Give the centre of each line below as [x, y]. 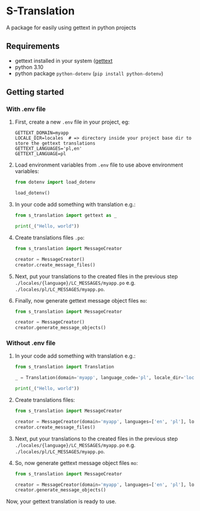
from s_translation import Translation [64, 367]
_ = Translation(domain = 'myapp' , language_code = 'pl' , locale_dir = [99, 378]
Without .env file [31, 343]
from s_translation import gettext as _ [66, 216]
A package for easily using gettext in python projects [71, 27]
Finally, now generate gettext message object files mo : [81, 300]
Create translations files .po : [50, 238]
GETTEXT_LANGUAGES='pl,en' [48, 149]
